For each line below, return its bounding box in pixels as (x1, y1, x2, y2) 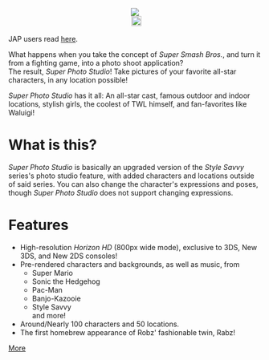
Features (8, 216, 69, 234)
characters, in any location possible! (8, 75, 128, 84)
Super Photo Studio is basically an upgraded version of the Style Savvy (8, 162, 245, 172)
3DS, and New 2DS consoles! (19, 251, 118, 261)
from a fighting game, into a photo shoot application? (8, 59, 184, 67)
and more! (31, 310, 67, 320)
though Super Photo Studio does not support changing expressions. (8, 188, 234, 197)
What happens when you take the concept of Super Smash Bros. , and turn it (8, 50, 261, 59)
